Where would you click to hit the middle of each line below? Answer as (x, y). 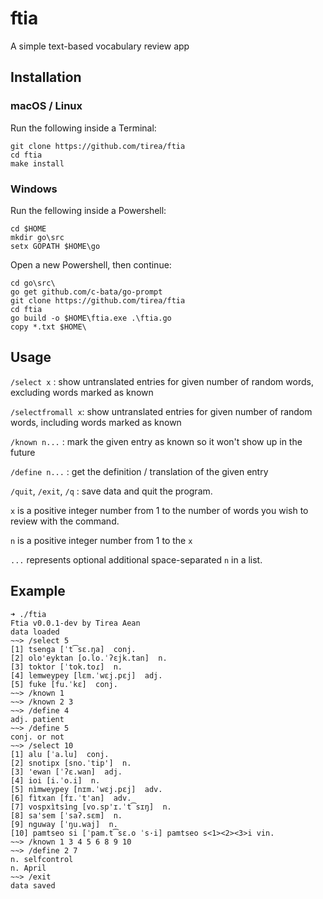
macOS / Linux (46, 106)
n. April (28, 868)
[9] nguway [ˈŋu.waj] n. (64, 824)
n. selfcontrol (42, 859)
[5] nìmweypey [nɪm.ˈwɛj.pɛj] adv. (86, 789)
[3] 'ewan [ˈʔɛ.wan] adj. (66, 772)
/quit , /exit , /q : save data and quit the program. (111, 491)
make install (37, 163)
